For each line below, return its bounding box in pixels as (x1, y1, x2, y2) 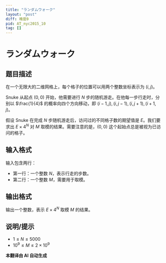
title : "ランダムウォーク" (5, 7, 55, 12)
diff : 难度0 (5, 16, 29, 21)
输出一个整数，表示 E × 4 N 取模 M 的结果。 (5, 206, 93, 213)
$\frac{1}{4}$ (15, 101, 43, 106)
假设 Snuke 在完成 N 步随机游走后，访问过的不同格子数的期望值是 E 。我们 (5, 117, 157, 123)
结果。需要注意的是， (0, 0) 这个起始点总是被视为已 (53, 123, 157, 129)
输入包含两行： (5, 159, 36, 166)
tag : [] (5, 26, 22, 31)
